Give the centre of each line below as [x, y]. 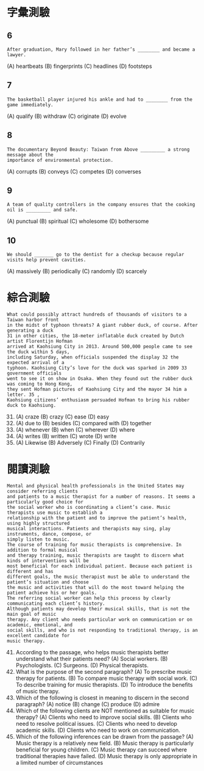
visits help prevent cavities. [47, 260]
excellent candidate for [38, 636]
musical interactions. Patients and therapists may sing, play [89, 529]
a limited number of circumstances [59, 763]
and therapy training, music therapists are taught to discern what [96, 556]
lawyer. [17, 55]
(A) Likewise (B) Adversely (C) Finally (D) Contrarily [80, 443]
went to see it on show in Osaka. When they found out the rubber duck [100, 379]
